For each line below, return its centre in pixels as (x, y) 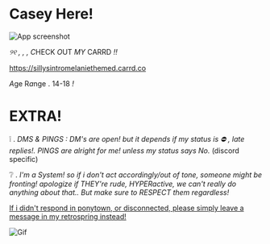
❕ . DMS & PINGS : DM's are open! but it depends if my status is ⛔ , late (127, 139)
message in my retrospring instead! (68, 216)
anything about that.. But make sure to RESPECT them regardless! (119, 192)
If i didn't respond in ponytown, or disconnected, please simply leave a (127, 208)
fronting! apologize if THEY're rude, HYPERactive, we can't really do (123, 184)
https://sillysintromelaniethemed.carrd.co (78, 68)
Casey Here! (51, 14)
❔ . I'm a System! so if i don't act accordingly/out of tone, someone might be (136, 175)
